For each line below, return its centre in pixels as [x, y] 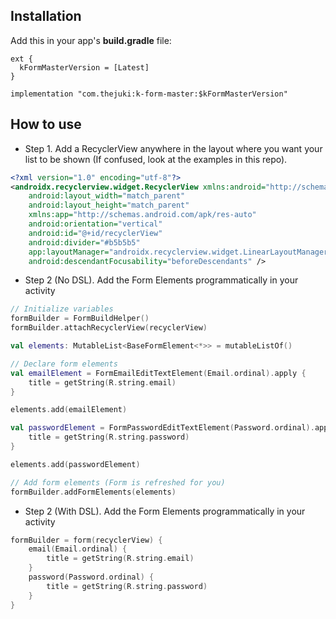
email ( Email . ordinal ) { [78, 549]
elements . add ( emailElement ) [69, 410]
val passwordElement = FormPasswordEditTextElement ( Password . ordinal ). [162, 428]
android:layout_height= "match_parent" [109, 205]
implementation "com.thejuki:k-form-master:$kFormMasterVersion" [149, 94]
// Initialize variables [62, 309]
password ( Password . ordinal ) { [91, 577]
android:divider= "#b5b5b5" [84, 242]
